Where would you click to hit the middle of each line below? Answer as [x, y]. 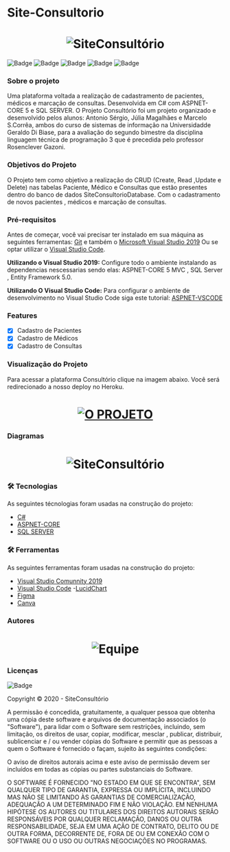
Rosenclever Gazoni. [36, 147]
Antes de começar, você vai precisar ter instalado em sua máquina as [105, 234]
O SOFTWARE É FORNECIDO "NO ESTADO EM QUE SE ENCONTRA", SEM [112, 783]
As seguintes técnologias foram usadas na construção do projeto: [100, 504]
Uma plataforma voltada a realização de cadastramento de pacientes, [106, 96]
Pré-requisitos [32, 219]
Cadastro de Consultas [49, 346]
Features [22, 316]
